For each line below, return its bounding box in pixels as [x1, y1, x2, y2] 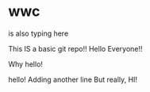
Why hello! [8, 59, 44, 69]
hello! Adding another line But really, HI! [8, 75, 137, 84]
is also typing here [8, 29, 69, 38]
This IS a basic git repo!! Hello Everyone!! [8, 44, 143, 53]
